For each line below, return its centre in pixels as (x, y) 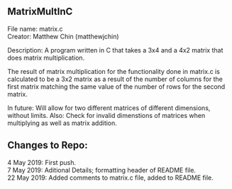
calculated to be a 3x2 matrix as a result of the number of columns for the (115, 79)
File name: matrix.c (35, 28)
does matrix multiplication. (46, 58)
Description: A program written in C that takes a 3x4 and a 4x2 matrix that (115, 50)
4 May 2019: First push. (42, 162)
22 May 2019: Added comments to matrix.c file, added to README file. (111, 178)
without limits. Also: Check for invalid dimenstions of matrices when (106, 115)
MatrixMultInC (40, 12)
